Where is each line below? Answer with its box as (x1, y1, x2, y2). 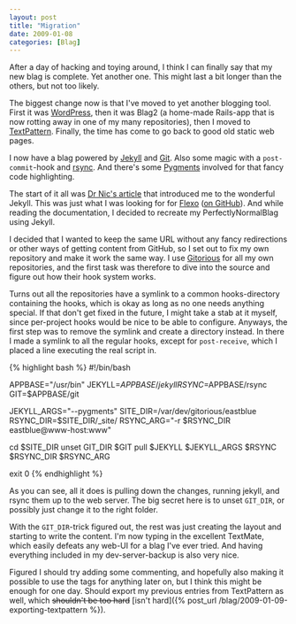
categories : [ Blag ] (9, 37, 81, 47)
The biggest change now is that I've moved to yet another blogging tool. (9, 98, 271, 109)
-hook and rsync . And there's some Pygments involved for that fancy (32, 162, 285, 173)
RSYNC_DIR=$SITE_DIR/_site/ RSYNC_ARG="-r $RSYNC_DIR (9, 415, 231, 426)
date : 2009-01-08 (9, 29, 73, 38)
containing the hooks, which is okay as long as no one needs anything (9, 298, 265, 309)
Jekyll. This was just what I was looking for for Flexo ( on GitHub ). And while (9, 198, 285, 209)
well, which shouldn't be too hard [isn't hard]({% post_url (9, 595, 217, 606)
